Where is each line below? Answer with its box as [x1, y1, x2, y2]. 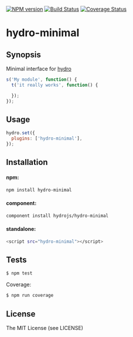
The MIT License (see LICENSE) [6, 324, 84, 331]
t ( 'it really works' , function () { [11, 82, 98, 88]
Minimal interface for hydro [6, 65, 71, 72]
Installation [6, 157, 48, 167]
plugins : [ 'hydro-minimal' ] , [11, 136, 83, 141]
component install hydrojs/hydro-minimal [6, 213, 109, 219]
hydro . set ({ [6, 130, 35, 136]
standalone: [6, 226, 36, 233]
